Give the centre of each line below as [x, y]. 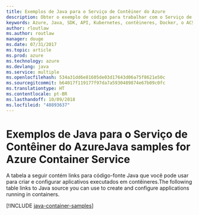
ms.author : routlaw [30, 34]
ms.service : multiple [33, 72]
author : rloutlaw [28, 28]
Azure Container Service [68, 159]
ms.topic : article [29, 50]
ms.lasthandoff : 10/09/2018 [41, 99]
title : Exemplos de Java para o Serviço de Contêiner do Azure [86, 12]
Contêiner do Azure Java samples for [98, 147]
